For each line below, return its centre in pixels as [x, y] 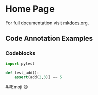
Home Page [30, 9]
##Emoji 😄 [17, 87]
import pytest [20, 64]
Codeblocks [20, 53]
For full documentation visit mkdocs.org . [47, 23]
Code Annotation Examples [49, 39]
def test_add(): [22, 73]
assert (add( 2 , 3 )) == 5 [38, 77]
